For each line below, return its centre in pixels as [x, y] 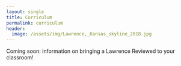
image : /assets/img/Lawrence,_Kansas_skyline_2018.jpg [82, 34]
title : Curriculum [29, 17]
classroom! [20, 58]
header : [16, 28]
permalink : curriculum [35, 23]
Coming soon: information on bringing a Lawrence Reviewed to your [91, 51]
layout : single [25, 12]
